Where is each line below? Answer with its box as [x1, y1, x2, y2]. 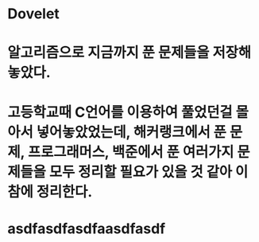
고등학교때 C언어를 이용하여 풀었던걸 [7, 103, 233, 121]
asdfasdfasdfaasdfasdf [7, 220, 166, 237]
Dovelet [7, 5, 60, 23]
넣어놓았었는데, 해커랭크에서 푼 [36, 123, 227, 141]
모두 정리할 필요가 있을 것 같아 [48, 162, 232, 181]
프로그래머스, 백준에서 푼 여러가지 [27, 142, 234, 161]
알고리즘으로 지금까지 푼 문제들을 [7, 44, 210, 62]
